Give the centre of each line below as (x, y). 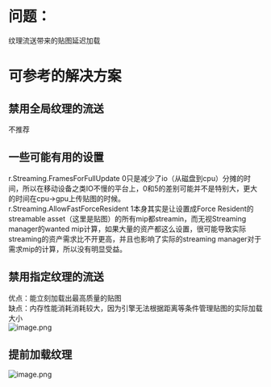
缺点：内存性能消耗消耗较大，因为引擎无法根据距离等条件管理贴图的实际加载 (135, 308)
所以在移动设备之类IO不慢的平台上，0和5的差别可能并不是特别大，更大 (140, 188)
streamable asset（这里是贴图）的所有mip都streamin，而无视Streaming (127, 218)
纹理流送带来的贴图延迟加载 (54, 40)
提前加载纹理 (40, 354)
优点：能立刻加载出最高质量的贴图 (65, 298)
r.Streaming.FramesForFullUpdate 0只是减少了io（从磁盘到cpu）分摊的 (126, 178)
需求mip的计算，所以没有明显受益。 (68, 249)
